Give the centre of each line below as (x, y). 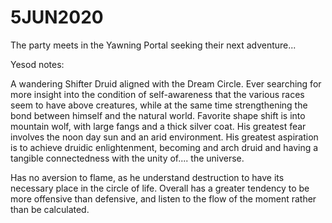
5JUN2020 (57, 17)
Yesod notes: (37, 64)
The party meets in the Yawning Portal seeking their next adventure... (153, 45)
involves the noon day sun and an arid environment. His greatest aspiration (164, 137)
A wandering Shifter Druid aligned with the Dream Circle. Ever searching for (166, 83)
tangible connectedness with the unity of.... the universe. (127, 158)
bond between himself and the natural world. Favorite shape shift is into (158, 115)
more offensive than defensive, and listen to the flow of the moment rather (163, 198)
